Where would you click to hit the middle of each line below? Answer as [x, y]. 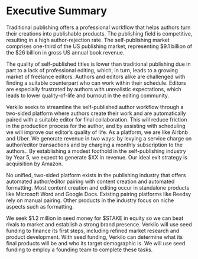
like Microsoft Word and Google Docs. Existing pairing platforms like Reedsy [99, 194]
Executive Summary [57, 11]
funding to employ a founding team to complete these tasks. [79, 250]
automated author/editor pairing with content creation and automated [90, 181]
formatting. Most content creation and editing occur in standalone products [98, 187]
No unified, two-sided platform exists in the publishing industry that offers [96, 175]
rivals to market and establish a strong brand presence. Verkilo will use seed [99, 224]
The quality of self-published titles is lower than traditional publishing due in [98, 64]
